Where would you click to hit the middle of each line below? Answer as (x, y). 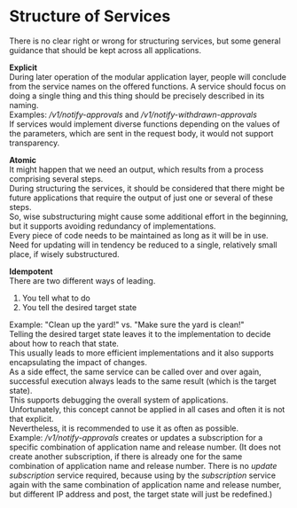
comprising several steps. (56, 178)
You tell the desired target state (79, 307)
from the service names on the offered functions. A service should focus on (148, 86)
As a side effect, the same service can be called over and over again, (135, 371)
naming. (24, 105)
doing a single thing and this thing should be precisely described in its (137, 96)
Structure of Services (90, 16)
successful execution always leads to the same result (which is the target (143, 381)
